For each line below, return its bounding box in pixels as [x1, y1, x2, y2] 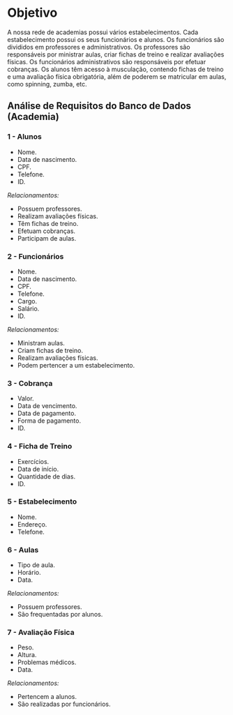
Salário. [17, 304, 40, 313]
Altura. [17, 651, 37, 659]
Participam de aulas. [17, 234, 77, 242]
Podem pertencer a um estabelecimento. [17, 361, 135, 369]
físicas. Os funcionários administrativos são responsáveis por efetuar [7, 57, 206, 66]
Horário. [17, 569, 41, 577]
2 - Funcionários [7, 251, 64, 261]
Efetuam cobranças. [17, 227, 75, 235]
